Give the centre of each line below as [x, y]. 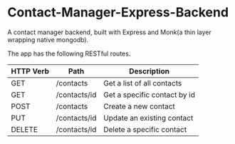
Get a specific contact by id [149, 95]
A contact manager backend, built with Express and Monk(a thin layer [110, 32]
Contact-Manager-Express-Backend [118, 12]
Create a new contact [139, 106]
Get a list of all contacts [142, 83]
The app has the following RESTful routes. [69, 53]
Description [149, 71]
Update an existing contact [148, 118]
